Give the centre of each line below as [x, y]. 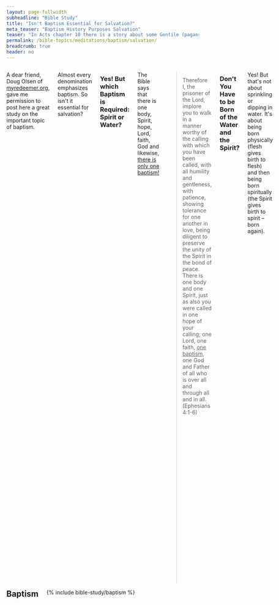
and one [193, 288]
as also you [197, 302]
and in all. [195, 399]
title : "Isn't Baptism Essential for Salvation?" [71, 23]
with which [196, 145]
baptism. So [73, 94]
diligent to [195, 236]
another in [195, 223]
